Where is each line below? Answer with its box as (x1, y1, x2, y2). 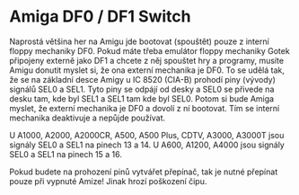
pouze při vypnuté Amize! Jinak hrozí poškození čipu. (9, 175, 207, 186)
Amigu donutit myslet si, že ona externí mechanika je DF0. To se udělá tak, (9, 65, 286, 75)
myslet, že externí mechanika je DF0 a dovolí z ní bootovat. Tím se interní (9, 102, 280, 113)
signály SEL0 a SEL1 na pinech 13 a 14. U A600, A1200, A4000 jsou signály (9, 139, 285, 150)
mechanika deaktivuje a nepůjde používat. (9, 112, 166, 123)
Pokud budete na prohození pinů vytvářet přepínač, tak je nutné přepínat (9, 166, 278, 177)
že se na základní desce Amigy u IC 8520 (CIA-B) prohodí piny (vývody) (9, 74, 277, 84)
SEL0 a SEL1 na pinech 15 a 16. (9, 148, 123, 159)
